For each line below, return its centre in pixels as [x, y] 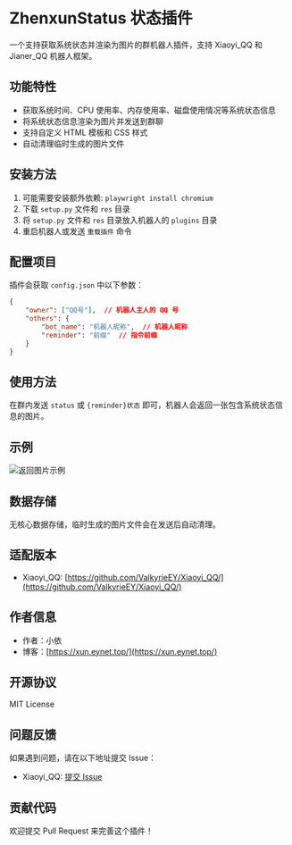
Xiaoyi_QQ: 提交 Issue [62, 777]
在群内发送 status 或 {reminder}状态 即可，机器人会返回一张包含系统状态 [142, 405]
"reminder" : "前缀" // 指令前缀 [100, 335]
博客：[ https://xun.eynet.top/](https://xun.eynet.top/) [120, 651]
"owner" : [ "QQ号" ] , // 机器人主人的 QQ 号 [102, 310]
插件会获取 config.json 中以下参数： [77, 285]
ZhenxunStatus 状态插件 [101, 18]
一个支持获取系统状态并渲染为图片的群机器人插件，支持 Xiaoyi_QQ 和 [136, 45]
